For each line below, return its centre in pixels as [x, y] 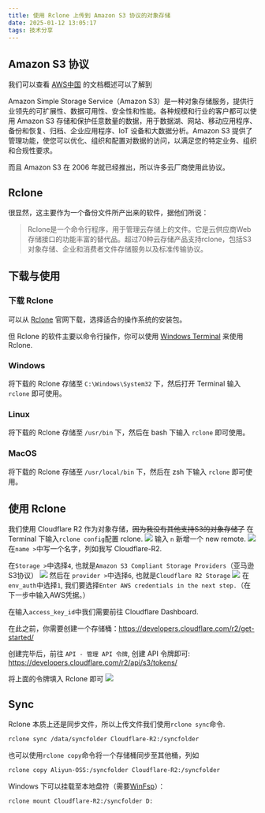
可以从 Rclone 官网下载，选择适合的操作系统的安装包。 [97, 319]
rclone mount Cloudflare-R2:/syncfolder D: [81, 801]
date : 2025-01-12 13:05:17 [52, 23]
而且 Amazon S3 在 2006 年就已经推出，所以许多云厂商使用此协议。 [119, 167]
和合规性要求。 [32, 151]
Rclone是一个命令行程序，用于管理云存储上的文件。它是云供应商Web [139, 229]
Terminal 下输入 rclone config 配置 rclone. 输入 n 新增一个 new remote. [127, 539]
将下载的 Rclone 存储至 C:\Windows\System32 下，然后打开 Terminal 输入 [125, 383]
